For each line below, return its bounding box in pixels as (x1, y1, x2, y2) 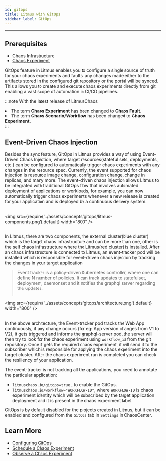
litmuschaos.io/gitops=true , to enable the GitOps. (12, 382, 117, 387)
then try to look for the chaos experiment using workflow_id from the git (5, 336, 151, 342)
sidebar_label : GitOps (5, 16, 52, 21)
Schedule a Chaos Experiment (12, 445, 74, 451)
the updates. (17, 286, 43, 291)
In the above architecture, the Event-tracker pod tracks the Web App (5, 320, 145, 326)
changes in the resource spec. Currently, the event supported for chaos (5, 167, 151, 173)
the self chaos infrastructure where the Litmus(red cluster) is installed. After (5, 244, 160, 250)
